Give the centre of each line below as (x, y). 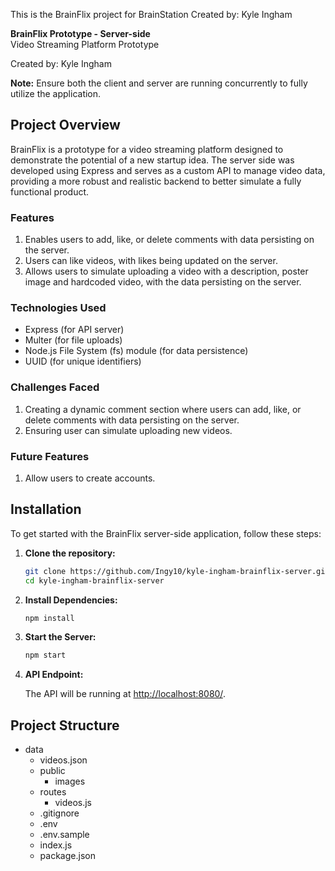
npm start (45, 655)
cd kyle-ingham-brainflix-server (94, 580)
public (52, 771)
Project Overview (65, 125)
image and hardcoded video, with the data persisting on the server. (163, 282)
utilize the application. (56, 93)
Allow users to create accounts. (90, 478)
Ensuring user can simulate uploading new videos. (128, 430)
